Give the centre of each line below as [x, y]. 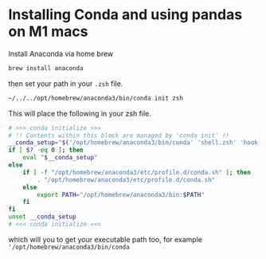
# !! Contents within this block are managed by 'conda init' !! [119, 135]
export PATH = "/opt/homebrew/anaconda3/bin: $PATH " [121, 194]
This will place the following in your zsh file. [80, 113]
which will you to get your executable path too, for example [106, 239]
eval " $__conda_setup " [60, 158]
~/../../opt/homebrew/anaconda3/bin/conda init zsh [96, 98]
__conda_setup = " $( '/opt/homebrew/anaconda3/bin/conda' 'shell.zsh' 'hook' [135, 143]
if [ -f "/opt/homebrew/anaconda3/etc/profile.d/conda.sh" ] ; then [137, 172]
